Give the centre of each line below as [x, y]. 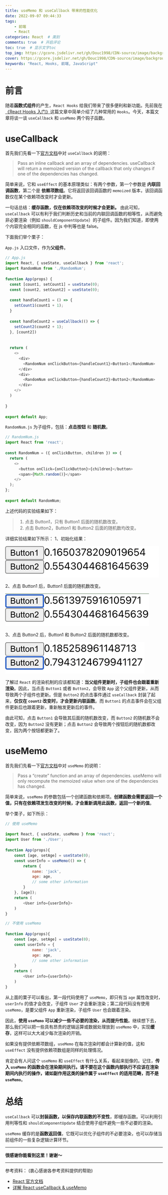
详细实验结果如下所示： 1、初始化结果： [46, 538]
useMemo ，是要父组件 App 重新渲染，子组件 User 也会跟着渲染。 [69, 1010]
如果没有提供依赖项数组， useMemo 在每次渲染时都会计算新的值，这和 [75, 1044]
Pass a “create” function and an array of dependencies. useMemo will [89, 776]
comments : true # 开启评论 [33, 43]
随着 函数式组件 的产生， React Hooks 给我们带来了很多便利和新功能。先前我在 [84, 105]
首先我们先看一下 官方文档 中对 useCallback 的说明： [58, 153]
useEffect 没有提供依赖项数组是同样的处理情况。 [55, 1050]
